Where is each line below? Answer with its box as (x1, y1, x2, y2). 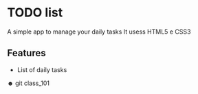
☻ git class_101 (7, 79, 50, 87)
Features (7, 47, 46, 59)
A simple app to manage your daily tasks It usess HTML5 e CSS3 (7, 27, 191, 36)
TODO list (7, 5, 63, 21)
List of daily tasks (16, 65, 67, 73)
